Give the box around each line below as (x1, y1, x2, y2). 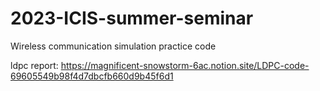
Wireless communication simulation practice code (10, 40, 217, 52)
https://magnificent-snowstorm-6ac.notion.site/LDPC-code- (60, 59, 310, 71)
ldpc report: (10, 59, 59, 71)
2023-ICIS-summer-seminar (10, 7, 254, 30)
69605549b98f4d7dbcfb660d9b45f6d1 (10, 70, 174, 82)
